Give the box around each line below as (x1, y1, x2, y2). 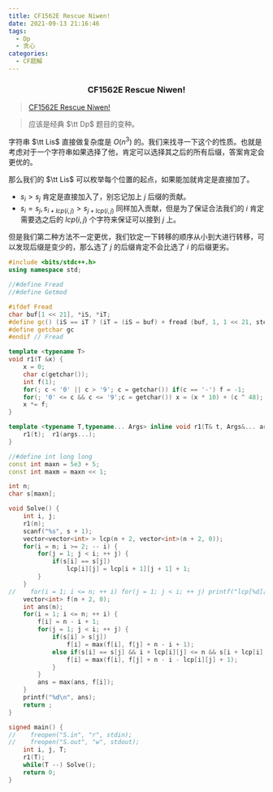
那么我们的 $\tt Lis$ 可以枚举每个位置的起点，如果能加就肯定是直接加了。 (8, 174, 254, 184)
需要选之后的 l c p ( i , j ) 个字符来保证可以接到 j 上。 (19, 214, 181, 224)
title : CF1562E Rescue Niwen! (8, 11, 111, 20)
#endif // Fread (8, 333, 63, 341)
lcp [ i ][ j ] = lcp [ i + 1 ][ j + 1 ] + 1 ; (66, 565, 191, 573)
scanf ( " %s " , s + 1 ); (23, 527, 93, 535)
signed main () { (8, 723, 63, 731)
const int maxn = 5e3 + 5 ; (8, 460, 100, 468)
